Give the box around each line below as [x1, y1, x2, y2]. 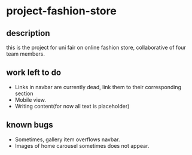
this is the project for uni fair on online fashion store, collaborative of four [6, 44, 187, 51]
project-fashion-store [6, 4, 117, 18]
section [14, 90, 33, 97]
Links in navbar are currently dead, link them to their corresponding [14, 83, 181, 90]
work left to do [6, 68, 62, 78]
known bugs [6, 120, 54, 130]
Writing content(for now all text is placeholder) [14, 102, 130, 110]
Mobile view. [14, 96, 46, 103]
